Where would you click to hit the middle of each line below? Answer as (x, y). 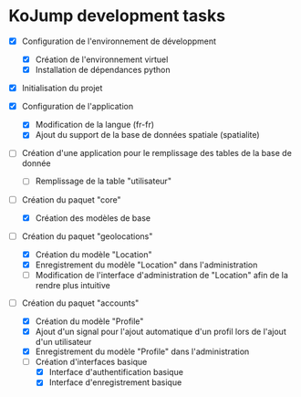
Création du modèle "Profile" (89, 321)
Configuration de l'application (78, 107)
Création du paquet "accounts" (80, 303)
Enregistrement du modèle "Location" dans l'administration (146, 265)
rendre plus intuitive (73, 285)
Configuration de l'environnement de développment (119, 41)
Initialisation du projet (62, 89)
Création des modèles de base (93, 218)
